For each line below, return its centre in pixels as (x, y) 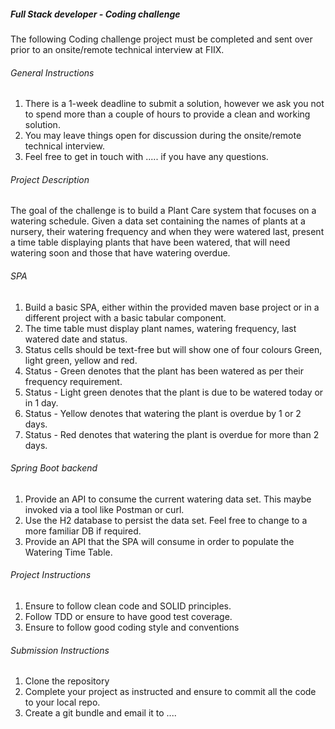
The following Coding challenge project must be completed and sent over (161, 39)
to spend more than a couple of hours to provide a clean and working (167, 114)
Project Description (50, 179)
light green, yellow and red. (81, 360)
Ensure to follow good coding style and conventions (132, 627)
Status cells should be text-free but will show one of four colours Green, (173, 349)
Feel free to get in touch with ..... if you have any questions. (146, 157)
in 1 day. (41, 402)
